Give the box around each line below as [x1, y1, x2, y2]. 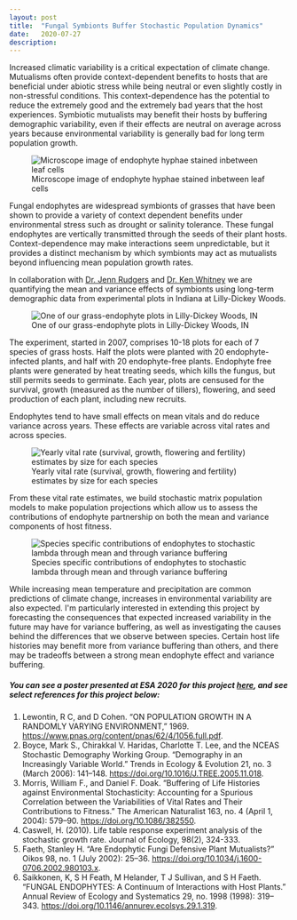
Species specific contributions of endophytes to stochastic [31, 557, 246, 568]
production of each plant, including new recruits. [9, 394, 187, 404]
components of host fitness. [9, 521, 113, 532]
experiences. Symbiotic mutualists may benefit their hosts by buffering [9, 109, 268, 120]
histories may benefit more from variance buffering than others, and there [9, 641, 279, 652]
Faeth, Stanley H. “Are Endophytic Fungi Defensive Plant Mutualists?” [21, 844, 275, 854]
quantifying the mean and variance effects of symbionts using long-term [9, 284, 275, 294]
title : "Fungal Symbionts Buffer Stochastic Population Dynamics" [9, 21, 264, 30]
